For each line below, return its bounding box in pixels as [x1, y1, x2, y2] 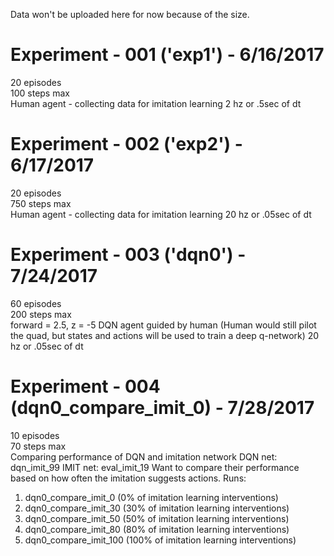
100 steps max [10, 87, 70, 99]
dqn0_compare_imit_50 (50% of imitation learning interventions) [24, 512, 290, 524]
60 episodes [10, 297, 62, 309]
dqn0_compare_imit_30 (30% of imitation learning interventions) [24, 502, 290, 514]
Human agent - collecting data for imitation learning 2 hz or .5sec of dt [10, 97, 302, 109]
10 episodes [10, 429, 60, 441]
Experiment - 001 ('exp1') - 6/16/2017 [10, 44, 325, 66]
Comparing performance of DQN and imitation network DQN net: [10, 450, 278, 463]
